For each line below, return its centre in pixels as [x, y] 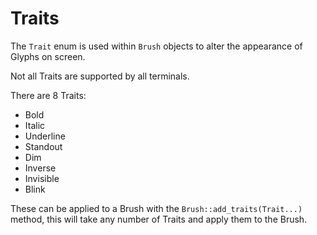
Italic [35, 125]
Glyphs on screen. [48, 56]
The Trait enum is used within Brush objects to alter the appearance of [156, 46]
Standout [43, 146]
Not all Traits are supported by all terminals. [100, 76]
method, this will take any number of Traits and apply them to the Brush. [159, 219]
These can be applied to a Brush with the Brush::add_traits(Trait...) [156, 208]
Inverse [40, 168]
